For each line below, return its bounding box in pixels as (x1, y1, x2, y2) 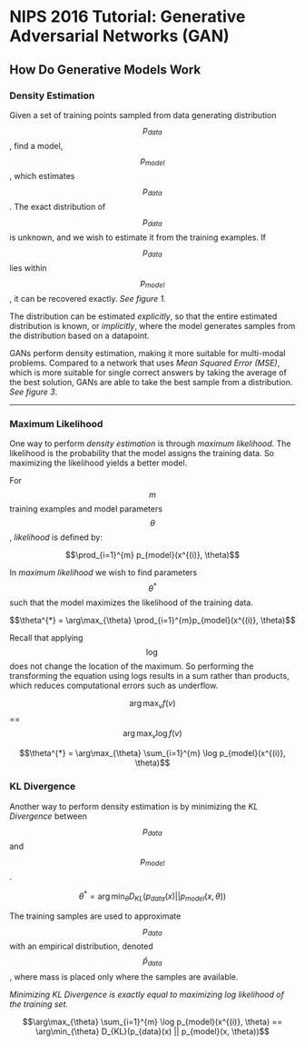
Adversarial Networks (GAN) (9, 25, 230, 46)
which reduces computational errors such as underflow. (9, 680, 219, 691)
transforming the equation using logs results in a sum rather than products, (9, 670, 290, 681)
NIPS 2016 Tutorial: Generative (9, 6, 246, 27)
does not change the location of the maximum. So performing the (9, 661, 254, 672)
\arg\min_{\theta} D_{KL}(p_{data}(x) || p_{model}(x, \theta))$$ (35, 1026, 270, 1037)
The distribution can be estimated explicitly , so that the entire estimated (9, 311, 278, 322)
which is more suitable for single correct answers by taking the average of (9, 366, 288, 378)
